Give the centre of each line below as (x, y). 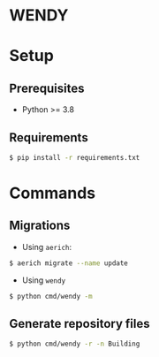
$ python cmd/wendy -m (51, 296)
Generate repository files (79, 324)
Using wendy (44, 280)
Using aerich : (47, 247)
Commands (53, 193)
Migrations (40, 226)
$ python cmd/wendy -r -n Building (75, 344)
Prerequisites (47, 88)
